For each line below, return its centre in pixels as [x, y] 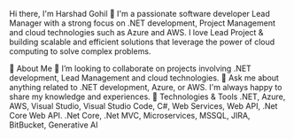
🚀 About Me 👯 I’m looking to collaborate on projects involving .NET [131, 68]
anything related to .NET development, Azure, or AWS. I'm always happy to [146, 87]
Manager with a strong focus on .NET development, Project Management [143, 23]
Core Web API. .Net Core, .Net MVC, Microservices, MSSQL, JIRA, [130, 116]
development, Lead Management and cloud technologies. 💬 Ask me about [144, 78]
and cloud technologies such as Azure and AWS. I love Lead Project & [136, 32]
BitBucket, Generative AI [54, 125]
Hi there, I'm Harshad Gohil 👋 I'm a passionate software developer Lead [139, 14]
